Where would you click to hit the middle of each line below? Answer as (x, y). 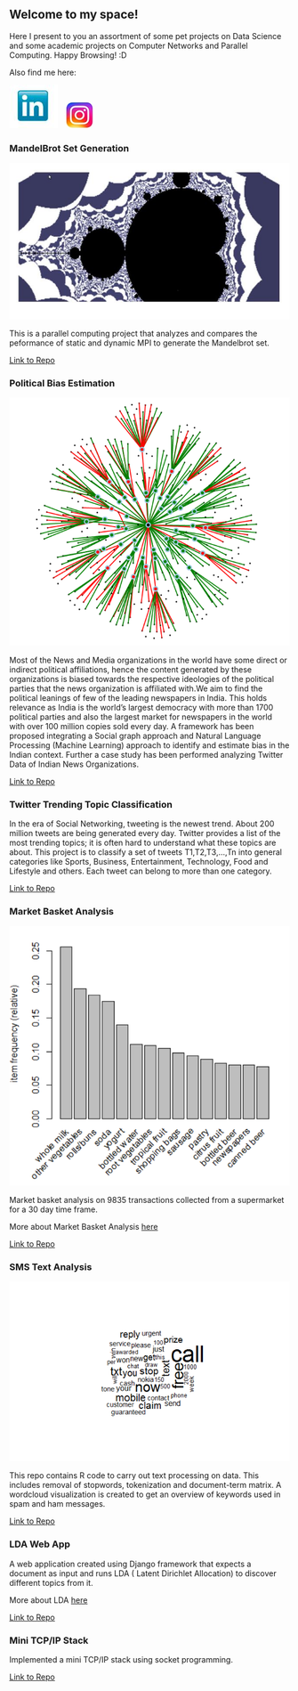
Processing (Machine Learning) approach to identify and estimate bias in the (149, 745)
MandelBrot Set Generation (69, 148)
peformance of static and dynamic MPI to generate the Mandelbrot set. (139, 343)
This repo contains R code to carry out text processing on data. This (134, 1476)
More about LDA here (48, 1600)
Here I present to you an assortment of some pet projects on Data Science (145, 36)
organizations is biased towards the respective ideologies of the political (141, 679)
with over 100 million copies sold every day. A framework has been (132, 726)
